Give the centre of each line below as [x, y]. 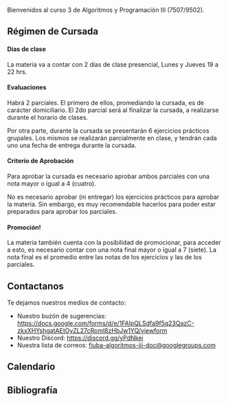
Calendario [31, 367]
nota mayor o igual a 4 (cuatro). [52, 184]
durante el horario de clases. [48, 117]
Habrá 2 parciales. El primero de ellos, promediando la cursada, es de [106, 102]
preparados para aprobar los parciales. [62, 211]
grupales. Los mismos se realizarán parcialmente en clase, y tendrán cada [112, 138]
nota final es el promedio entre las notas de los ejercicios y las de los [105, 257]
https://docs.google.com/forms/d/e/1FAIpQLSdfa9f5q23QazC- [105, 323]
